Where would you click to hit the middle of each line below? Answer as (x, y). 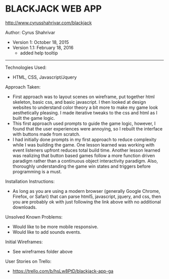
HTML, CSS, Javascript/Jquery (45, 77)
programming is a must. (37, 171)
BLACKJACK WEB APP (54, 9)
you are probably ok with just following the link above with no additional (87, 201)
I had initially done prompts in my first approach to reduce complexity (84, 139)
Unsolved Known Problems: (34, 217)
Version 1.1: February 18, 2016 (43, 47)
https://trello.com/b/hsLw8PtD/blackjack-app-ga (63, 271)
